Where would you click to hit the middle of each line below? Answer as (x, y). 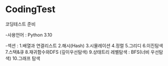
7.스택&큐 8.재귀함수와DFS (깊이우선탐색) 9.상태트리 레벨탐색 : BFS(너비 (77, 52)
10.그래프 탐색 (26, 58)
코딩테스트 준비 (20, 24)
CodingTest (30, 9)
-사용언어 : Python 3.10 (29, 35)
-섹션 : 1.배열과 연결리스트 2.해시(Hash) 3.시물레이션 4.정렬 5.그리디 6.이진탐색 (84, 45)
